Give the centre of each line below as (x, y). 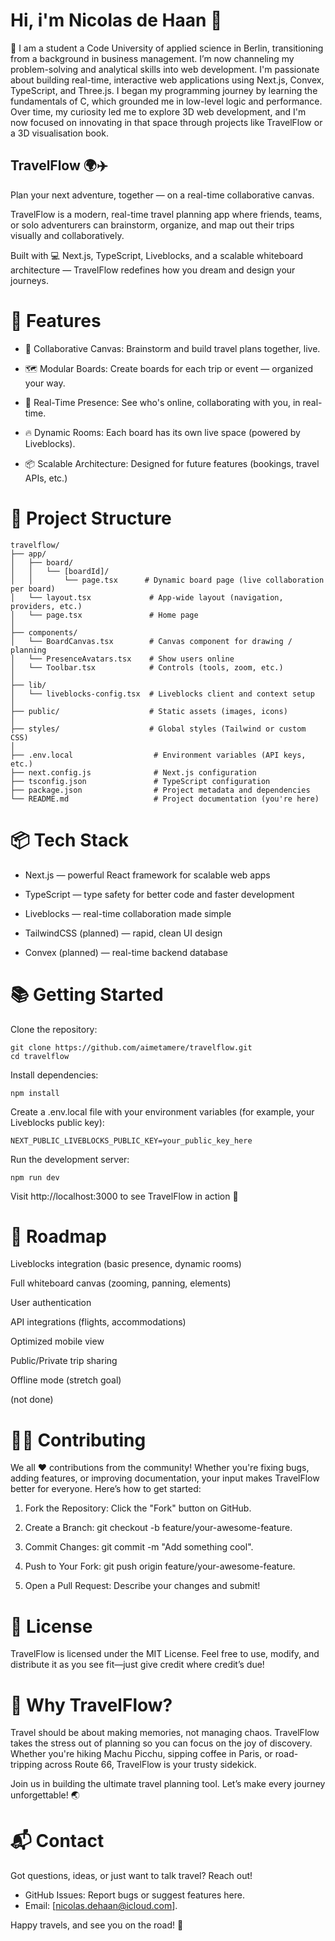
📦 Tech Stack (69, 840)
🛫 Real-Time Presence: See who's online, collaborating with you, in (162, 402)
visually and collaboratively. (67, 235)
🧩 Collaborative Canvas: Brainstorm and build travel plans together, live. (172, 348)
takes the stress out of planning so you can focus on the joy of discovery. (161, 1743)
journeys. (30, 280)
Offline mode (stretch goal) (66, 1380)
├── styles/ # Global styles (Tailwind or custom (158, 729)
